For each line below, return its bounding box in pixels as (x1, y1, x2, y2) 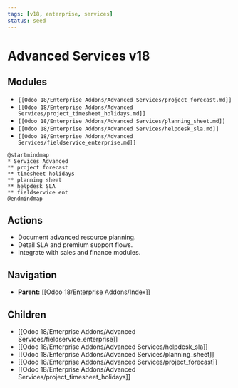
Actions (7, 214, 43, 226)
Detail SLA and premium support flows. (17, 241, 133, 249)
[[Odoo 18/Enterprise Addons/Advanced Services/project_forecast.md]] (17, 96, 232, 103)
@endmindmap (7, 195, 43, 202)
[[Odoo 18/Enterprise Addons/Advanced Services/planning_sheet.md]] (17, 117, 226, 125)
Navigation (7, 268, 57, 281)
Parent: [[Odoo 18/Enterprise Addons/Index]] (17, 288, 151, 296)
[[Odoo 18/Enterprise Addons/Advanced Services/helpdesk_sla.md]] (17, 125, 219, 132)
